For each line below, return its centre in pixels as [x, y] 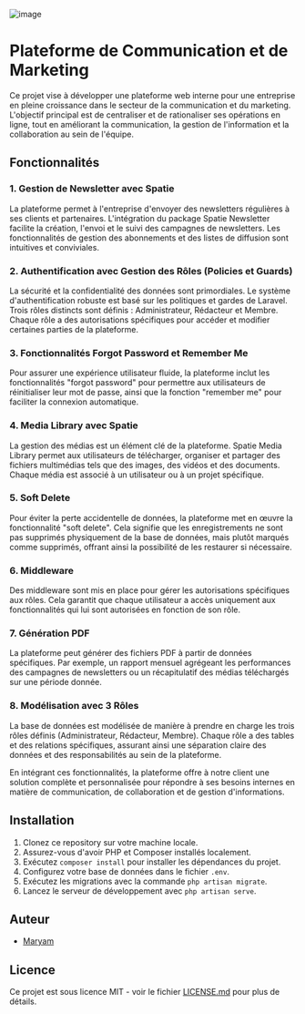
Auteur [30, 919]
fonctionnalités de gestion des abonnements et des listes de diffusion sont [149, 238]
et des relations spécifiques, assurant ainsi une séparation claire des [138, 745]
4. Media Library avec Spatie [74, 425]
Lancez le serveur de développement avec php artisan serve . [139, 891]
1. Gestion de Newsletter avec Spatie [92, 189]
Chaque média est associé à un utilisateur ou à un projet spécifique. [137, 475]
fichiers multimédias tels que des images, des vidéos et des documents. [145, 465]
